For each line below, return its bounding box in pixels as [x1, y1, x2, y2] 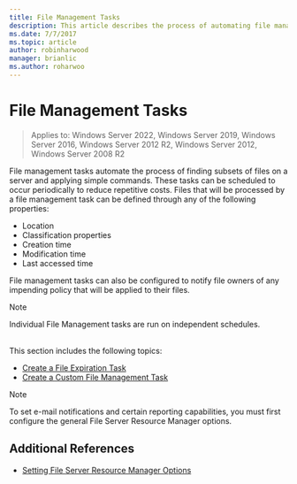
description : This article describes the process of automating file [9, 21, 271, 30]
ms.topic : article [9, 37, 77, 47]
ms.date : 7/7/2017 [9, 29, 77, 38]
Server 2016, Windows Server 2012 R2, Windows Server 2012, [30, 139, 258, 150]
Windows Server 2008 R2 [30, 148, 126, 159]
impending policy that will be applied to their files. [9, 284, 190, 295]
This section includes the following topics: [9, 345, 163, 356]
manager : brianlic [9, 54, 77, 63]
